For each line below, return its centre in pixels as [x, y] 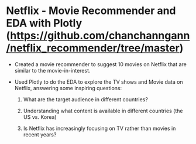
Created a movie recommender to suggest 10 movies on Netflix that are [101, 64]
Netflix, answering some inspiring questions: [68, 88]
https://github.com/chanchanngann [100, 36]
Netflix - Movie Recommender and [91, 11]
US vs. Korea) [40, 117]
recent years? [40, 134]
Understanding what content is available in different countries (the [103, 111]
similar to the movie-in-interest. [52, 70]
